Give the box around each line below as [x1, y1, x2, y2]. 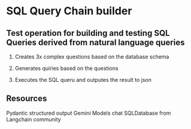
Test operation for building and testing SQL [6, 28, 170, 38]
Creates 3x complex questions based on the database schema [14, 53, 169, 60]
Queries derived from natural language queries [6, 37, 185, 47]
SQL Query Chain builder [6, 4, 132, 18]
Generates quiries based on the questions [14, 64, 119, 72]
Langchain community [6, 115, 61, 123]
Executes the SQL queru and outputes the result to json [14, 76, 151, 83]
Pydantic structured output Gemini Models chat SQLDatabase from [6, 109, 171, 116]
